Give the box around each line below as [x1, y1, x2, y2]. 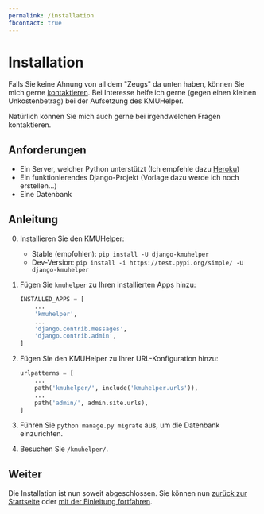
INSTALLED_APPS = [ [19, 296, 85, 303]
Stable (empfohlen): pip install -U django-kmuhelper [31, 249, 209, 259]
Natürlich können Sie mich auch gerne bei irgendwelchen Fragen [8, 112, 221, 122]
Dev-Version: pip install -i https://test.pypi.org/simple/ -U [31, 257, 244, 267]
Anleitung [8, 212, 58, 226]
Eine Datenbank [19, 190, 72, 199]
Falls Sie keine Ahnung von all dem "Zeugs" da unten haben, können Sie [8, 79, 245, 89]
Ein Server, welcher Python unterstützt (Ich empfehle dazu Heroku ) [19, 164, 240, 174]
